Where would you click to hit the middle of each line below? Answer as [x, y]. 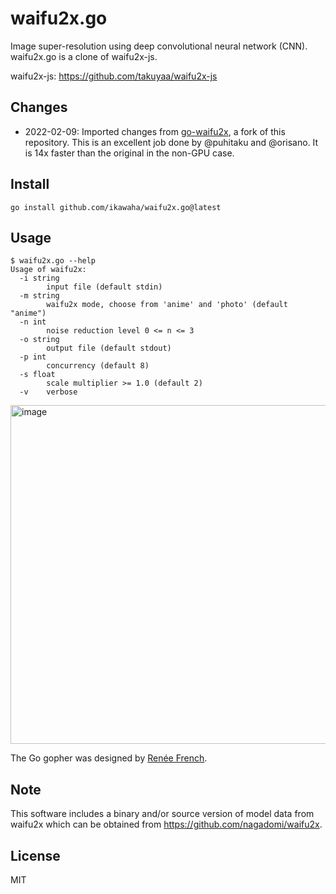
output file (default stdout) [109, 348]
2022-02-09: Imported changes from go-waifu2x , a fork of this [155, 131]
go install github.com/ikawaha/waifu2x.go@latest [116, 207]
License [35, 855]
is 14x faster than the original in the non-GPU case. [129, 153]
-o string [39, 340]
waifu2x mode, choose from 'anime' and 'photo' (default [167, 305]
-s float [37, 375]
